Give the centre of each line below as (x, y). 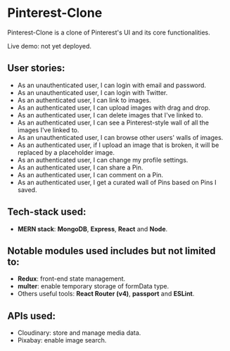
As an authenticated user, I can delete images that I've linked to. (110, 115)
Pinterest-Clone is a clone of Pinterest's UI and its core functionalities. (109, 32)
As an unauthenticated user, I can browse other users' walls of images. (120, 137)
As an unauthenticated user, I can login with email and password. (111, 85)
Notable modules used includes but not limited (111, 251)
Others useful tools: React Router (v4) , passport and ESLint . (106, 294)
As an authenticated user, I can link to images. (84, 100)
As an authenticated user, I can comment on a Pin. (90, 174)
